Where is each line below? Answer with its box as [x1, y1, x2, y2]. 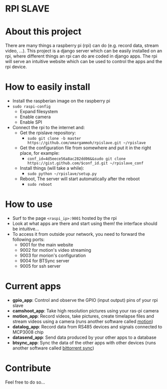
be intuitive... [12, 226, 39, 232]
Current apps [5, 281, 61, 292]
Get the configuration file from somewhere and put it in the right [19, 145, 152, 151]
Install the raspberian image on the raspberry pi [12, 98, 111, 104]
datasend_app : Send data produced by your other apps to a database [12, 334, 157, 340]
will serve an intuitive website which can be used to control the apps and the [5, 59, 163, 65]
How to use [5, 199, 53, 210]
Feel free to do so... [5, 379, 45, 385]
